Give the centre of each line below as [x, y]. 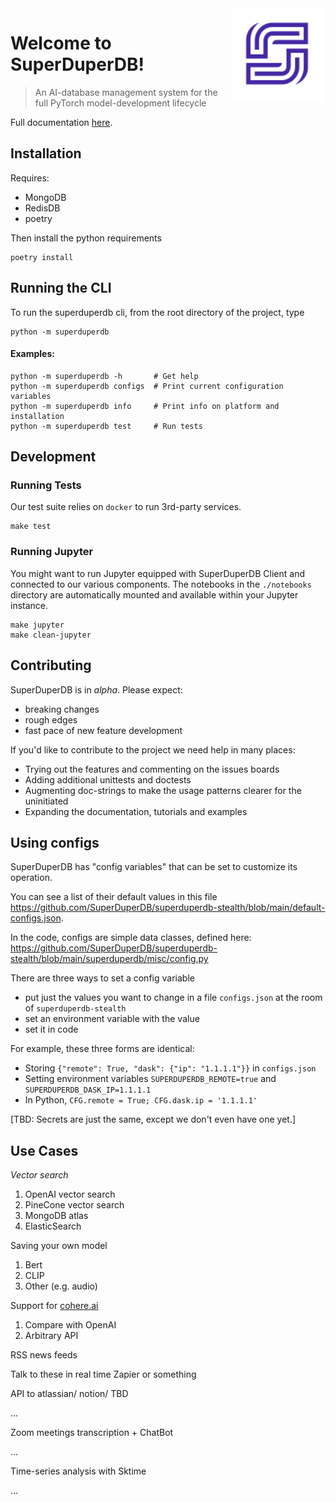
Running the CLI [61, 288]
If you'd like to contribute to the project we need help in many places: [153, 749]
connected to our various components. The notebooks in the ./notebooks [161, 584]
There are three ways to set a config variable [102, 978]
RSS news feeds [44, 1355]
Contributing [51, 665]
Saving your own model [59, 1246]
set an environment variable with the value [112, 1019]
